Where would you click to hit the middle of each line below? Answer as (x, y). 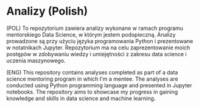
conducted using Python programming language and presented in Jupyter (99, 85)
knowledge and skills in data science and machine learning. (81, 98)
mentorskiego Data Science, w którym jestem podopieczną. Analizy (91, 34)
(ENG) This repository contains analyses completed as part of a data (92, 72)
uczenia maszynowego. (36, 60)
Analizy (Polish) (47, 11)
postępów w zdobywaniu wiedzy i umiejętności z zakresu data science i (96, 54)
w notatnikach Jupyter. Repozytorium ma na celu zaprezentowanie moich (98, 48)
